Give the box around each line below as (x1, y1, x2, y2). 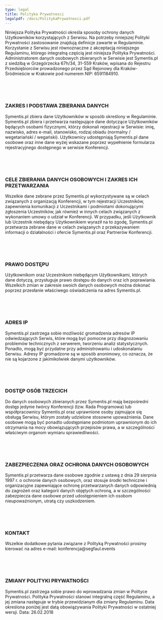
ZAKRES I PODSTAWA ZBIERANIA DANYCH (5, 103, 109, 109)
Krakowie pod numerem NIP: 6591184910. (36, 71, 119, 77)
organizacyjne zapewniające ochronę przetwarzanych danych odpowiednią (5, 482, 157, 489)
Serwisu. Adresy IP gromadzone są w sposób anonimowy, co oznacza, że (5, 351, 153, 356)
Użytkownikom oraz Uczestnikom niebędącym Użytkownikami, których (5, 272, 147, 278)
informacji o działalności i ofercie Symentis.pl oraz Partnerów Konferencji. (5, 229, 153, 235)
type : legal (5, 7, 29, 12)
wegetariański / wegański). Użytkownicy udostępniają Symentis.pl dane (5, 134, 149, 140)
